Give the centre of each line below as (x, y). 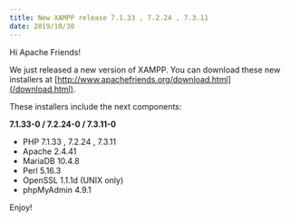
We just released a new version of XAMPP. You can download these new (145, 70)
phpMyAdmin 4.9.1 (57, 189)
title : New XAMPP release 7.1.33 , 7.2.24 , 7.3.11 (109, 18)
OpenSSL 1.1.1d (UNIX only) (73, 180)
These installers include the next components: (96, 106)
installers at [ (34, 79)
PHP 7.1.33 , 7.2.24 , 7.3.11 (69, 141)
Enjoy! (21, 207)
